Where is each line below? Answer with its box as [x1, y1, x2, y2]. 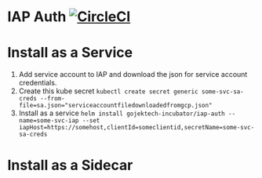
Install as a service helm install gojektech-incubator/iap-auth [18, 108, 225, 118]
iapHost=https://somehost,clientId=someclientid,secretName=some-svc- [18, 124, 255, 132]
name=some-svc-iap [18, 117, 79, 125]
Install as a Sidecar [7, 157, 133, 174]
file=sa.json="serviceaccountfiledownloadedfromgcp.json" [18, 102, 213, 110]
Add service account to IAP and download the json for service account [18, 70, 248, 79]
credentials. [18, 78, 57, 88]
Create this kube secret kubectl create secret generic [18, 86, 198, 96]
